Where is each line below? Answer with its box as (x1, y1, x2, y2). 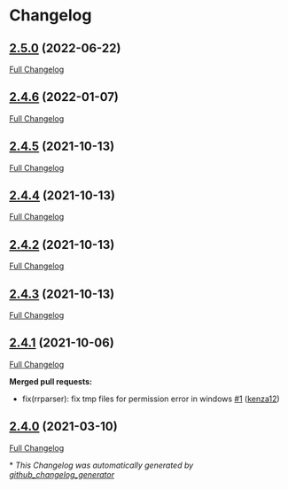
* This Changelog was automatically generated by (9, 460, 194, 470)
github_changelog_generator (9, 469, 115, 479)
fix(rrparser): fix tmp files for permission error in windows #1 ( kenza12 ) (21, 393, 281, 404)
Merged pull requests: (9, 376, 93, 386)
